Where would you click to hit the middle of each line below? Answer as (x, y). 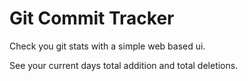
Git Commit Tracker (92, 18)
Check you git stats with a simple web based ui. (107, 46)
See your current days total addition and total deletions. (124, 65)
